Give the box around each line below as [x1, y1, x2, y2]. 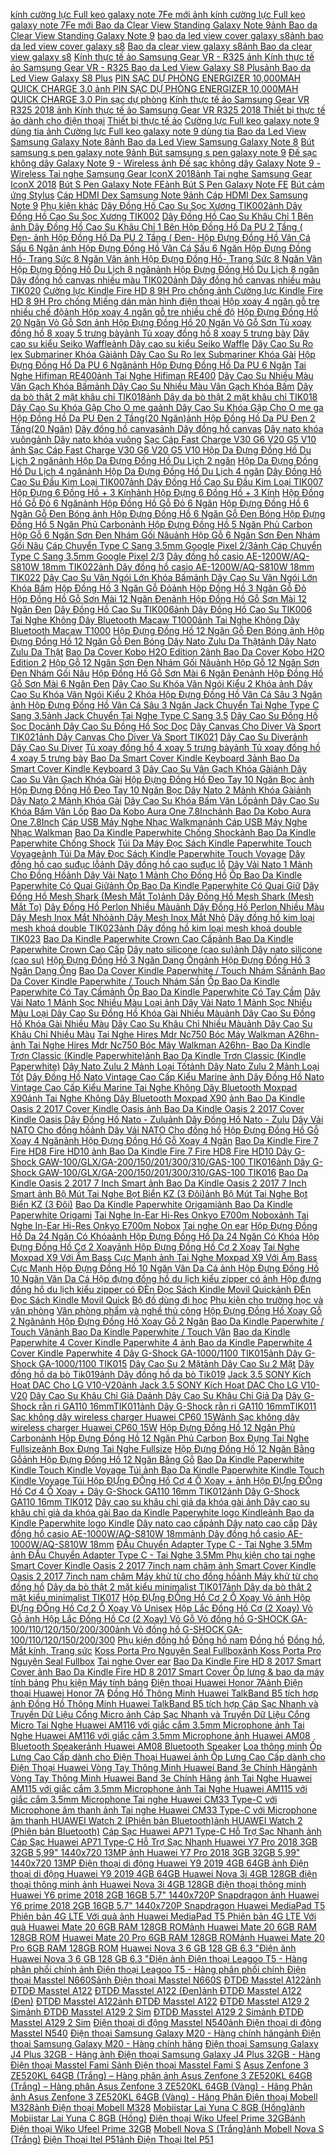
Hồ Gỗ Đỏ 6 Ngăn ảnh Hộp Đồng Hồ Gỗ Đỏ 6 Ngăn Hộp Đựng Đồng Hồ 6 [10, 497, 310, 509]
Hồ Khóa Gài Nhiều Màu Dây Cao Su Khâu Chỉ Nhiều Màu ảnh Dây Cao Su [10, 1018, 313, 1029]
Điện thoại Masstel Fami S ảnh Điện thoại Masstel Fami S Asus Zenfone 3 [10, 2059, 309, 2071]
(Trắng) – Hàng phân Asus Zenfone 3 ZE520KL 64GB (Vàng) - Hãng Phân [10, 2080, 313, 2092]
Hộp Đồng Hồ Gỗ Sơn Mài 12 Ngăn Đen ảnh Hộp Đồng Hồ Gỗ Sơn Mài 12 [10, 593, 308, 604]
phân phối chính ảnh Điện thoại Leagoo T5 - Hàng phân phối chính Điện [10, 1964, 307, 1975]
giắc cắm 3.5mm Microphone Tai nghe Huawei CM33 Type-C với [10, 1794, 278, 1805]
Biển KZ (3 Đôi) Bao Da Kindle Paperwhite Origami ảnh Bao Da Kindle [10, 1199, 293, 1210]
